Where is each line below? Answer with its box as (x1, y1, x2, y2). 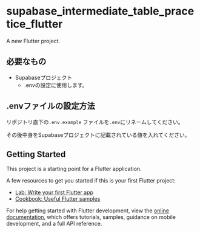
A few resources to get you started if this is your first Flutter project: (6, 177, 176, 184)
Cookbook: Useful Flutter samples (15, 195, 101, 203)
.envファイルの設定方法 (6, 101, 95, 111)
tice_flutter (6, 17, 63, 31)
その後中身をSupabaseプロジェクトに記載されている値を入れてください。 (6, 131, 190, 138)
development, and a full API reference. (6, 220, 102, 228)
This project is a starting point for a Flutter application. (6, 165, 142, 173)
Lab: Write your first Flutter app (15, 189, 94, 196)
